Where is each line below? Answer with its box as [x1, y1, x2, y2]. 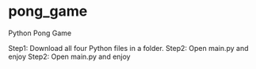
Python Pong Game [8, 28, 72, 38]
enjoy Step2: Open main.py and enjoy [8, 52, 131, 61]
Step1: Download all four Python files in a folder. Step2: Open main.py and [8, 43, 249, 53]
